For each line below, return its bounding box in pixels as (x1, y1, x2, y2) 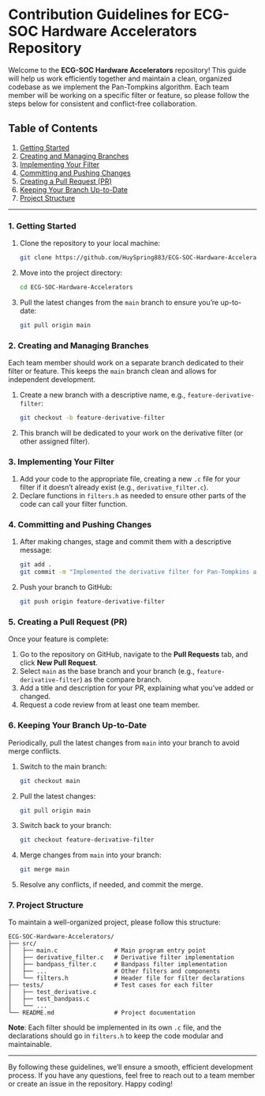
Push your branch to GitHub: (19, 583, 113, 592)
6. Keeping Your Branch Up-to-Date (8, 720, 147, 731)
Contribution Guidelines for (8, 6, 191, 24)
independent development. (8, 374, 96, 384)
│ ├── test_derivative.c (8, 988, 97, 996)
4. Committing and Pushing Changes (8, 520, 152, 531)
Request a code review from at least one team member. (19, 700, 200, 709)
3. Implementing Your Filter (8, 456, 114, 467)
